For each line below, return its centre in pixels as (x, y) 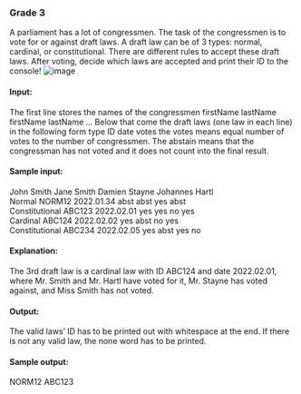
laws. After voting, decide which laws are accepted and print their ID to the (149, 62)
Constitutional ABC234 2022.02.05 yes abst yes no (105, 230)
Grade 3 (27, 13)
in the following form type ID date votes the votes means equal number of (147, 131)
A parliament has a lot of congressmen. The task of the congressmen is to (148, 33)
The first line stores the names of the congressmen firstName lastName (143, 112)
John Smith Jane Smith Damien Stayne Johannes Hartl (112, 192)
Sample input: (36, 172)
